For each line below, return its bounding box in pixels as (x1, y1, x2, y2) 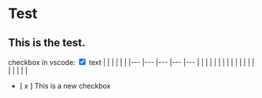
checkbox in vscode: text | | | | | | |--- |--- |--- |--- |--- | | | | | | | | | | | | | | (8, 58, 255, 67)
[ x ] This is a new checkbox (19, 82, 112, 90)
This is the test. (8, 36, 86, 49)
